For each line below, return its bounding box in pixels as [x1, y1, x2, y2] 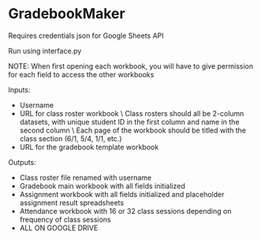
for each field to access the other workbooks [8, 69, 155, 79]
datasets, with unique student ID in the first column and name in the [19, 117, 240, 126]
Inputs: [8, 84, 31, 95]
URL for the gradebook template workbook [19, 142, 159, 151]
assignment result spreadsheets [19, 198, 125, 207]
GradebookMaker [8, 5, 125, 23]
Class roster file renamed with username [19, 173, 152, 182]
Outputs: [8, 157, 37, 166]
